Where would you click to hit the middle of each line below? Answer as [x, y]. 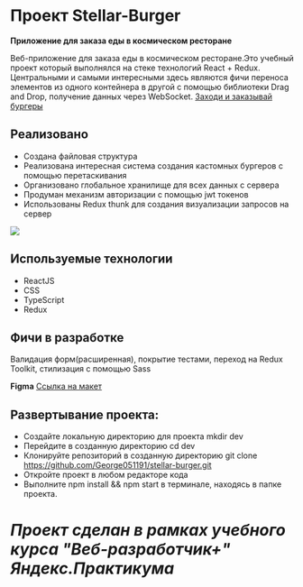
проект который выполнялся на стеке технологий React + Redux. [135, 68]
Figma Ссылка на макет [56, 386]
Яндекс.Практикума [92, 569]
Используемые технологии [92, 259]
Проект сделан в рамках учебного [148, 531]
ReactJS [39, 280]
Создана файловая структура [80, 156]
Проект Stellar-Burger [96, 16]
